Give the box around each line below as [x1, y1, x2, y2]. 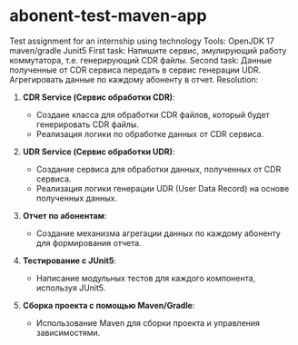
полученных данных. [35, 192, 118, 203]
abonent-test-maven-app [9, 5, 207, 26]
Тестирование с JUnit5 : [22, 255, 116, 266]
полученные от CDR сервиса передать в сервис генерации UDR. [9, 64, 262, 75]
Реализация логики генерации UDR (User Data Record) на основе [35, 182, 290, 193]
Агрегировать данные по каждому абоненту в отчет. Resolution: [9, 74, 259, 84]
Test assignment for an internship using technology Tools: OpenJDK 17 [9, 35, 274, 46]
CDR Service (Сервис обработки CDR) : [22, 92, 175, 103]
